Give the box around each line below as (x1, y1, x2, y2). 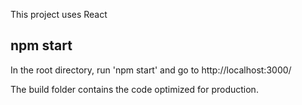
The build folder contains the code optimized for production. (10, 83, 259, 95)
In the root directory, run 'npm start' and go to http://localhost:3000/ (10, 64, 292, 76)
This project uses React (10, 9, 108, 20)
